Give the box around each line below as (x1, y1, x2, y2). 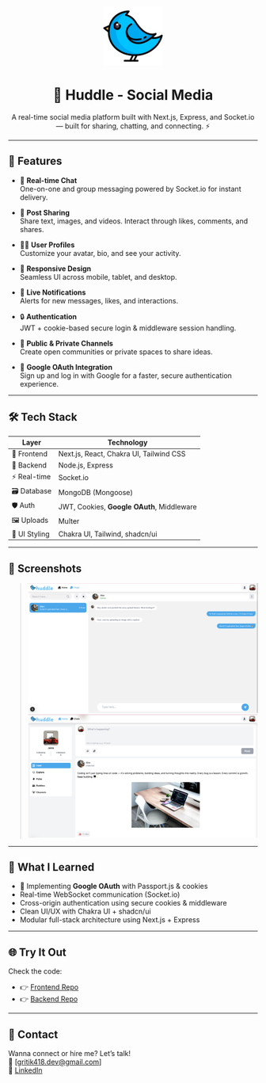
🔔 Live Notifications (19, 288, 86, 297)
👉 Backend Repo (19, 994, 78, 1004)
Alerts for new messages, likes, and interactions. (19, 296, 179, 305)
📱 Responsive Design (19, 264, 92, 273)
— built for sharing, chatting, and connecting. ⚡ (55, 121, 211, 131)
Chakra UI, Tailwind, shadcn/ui (58, 529, 158, 539)
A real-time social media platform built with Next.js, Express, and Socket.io (11, 112, 255, 121)
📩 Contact (8, 1028, 59, 1041)
